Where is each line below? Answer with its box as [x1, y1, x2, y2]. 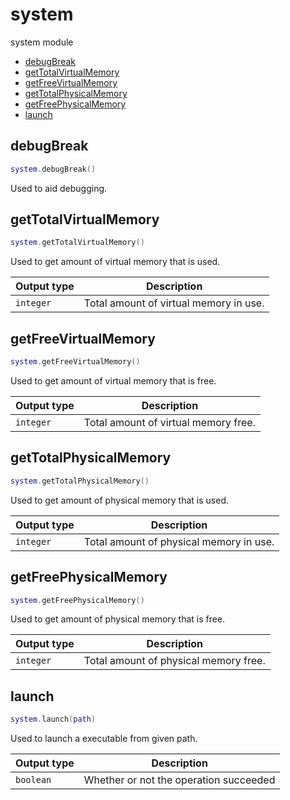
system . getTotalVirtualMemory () [10, 238, 145, 248]
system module [10, 36, 74, 48]
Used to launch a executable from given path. [10, 733, 198, 745]
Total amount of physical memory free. [83, 654, 266, 668]
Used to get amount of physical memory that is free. [10, 613, 226, 625]
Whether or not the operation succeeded [83, 773, 276, 787]
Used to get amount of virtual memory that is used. [10, 256, 221, 268]
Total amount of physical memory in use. [83, 534, 275, 548]
